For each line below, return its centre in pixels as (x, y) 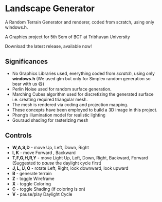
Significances (27, 62)
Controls (18, 136)
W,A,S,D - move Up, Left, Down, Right (50, 147)
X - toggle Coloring (31, 183)
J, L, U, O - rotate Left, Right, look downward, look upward (70, 168)
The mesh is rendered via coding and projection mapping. (70, 104)
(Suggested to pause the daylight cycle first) (57, 163)
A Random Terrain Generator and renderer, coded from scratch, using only (80, 22)
